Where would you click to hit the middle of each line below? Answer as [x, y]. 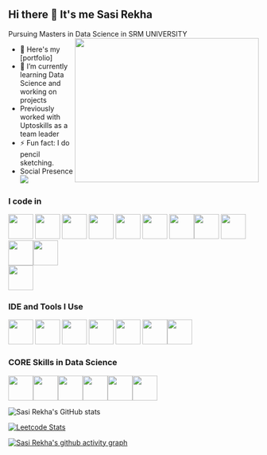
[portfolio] [36, 57]
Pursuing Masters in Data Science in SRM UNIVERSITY [98, 33]
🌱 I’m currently [44, 66]
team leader [39, 134]
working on [38, 91]
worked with [40, 117]
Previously [37, 108]
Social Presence [46, 171]
